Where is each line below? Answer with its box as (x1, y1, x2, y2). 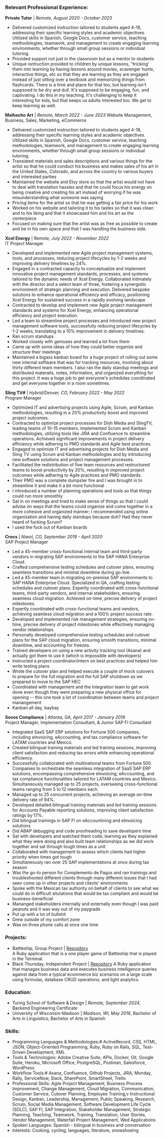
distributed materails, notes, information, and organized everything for (12, 370, 154, 376)
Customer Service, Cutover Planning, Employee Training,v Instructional (12, 1091, 155, 1097)
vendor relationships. (12, 627, 55, 632)
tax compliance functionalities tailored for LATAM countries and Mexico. (12, 776, 157, 782)
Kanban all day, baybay (12, 705, 60, 711)
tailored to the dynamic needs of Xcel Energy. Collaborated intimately (12, 276, 152, 282)
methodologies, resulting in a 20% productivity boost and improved (12, 410, 148, 416)
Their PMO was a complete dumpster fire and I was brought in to (12, 478, 143, 483)
